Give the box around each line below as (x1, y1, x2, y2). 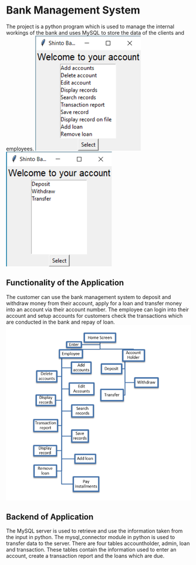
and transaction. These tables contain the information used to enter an (6, 546, 177, 553)
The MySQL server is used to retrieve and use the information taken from (6, 527, 183, 534)
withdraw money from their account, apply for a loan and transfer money (6, 300, 182, 307)
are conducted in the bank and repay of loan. (6, 318, 116, 325)
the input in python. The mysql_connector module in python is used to (6, 534, 175, 541)
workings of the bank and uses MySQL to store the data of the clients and (6, 29, 185, 36)
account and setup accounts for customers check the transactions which (6, 312, 183, 319)
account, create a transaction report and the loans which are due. (6, 553, 165, 560)
